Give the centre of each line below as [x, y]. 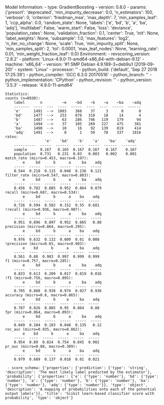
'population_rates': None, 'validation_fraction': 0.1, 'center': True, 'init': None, [82, 33]
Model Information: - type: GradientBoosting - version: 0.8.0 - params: [76, 7]
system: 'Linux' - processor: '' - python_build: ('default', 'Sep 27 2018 [87, 69]
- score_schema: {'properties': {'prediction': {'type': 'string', [77, 368]
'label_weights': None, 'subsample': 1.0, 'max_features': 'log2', [68, 38]
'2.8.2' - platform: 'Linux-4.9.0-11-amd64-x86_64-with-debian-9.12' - [75, 59]
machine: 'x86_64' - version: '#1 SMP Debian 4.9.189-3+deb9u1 [69, 64]
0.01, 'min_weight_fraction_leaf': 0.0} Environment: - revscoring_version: [78, 54]
